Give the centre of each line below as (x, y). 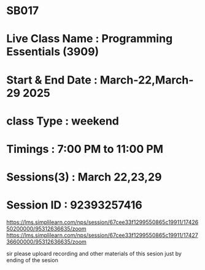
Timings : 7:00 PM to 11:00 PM (85, 149)
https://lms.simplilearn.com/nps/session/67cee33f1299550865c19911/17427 (102, 235)
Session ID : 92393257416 (74, 205)
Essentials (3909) (53, 52)
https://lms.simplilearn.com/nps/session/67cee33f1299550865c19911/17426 (102, 222)
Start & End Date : (52, 80)
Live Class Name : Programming (90, 39)
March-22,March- (147, 80)
